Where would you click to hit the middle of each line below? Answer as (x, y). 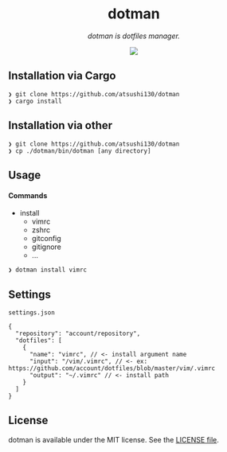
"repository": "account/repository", (78, 333)
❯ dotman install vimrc (48, 270)
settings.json (32, 312)
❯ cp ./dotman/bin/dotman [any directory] (80, 151)
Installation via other (61, 125)
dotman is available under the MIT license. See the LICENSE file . (113, 439)
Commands (28, 195)
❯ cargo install (35, 101)
